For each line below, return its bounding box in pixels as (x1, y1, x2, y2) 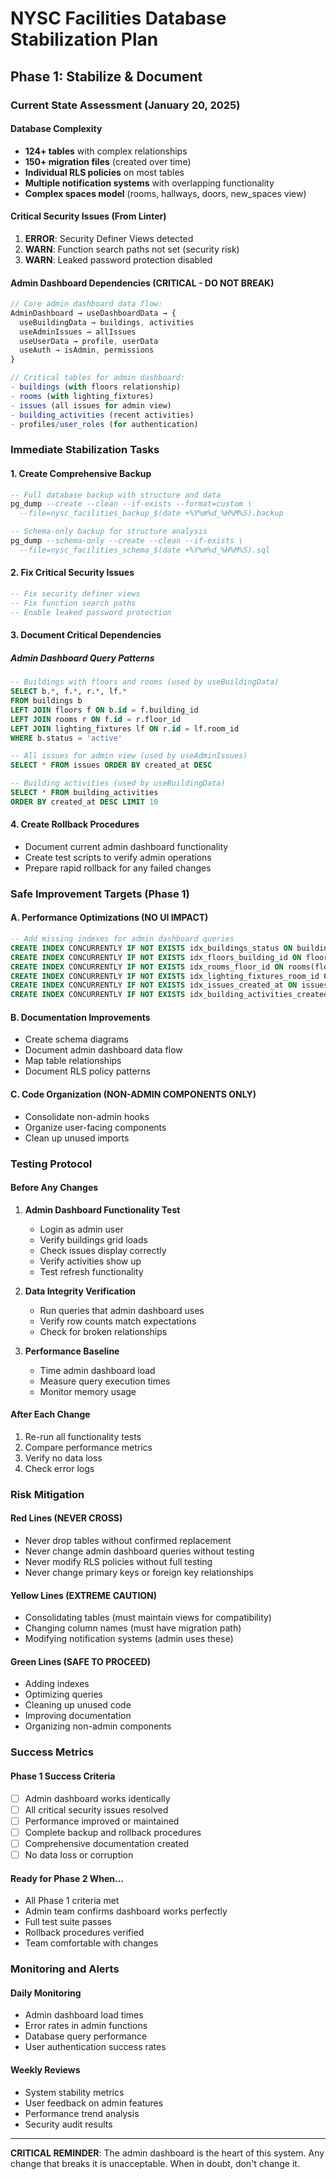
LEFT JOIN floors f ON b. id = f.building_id (10, 705, 199, 715)
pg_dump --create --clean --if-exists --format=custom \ (10, 499, 253, 509)
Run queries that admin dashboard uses (39, 1304, 205, 1316)
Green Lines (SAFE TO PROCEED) (10, 1655, 152, 1667)
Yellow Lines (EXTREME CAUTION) (10, 1589, 158, 1601)
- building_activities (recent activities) (10, 410, 195, 420)
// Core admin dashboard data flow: (10, 299, 163, 309)
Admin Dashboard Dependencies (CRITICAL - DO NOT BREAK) (10, 277, 275, 289)
